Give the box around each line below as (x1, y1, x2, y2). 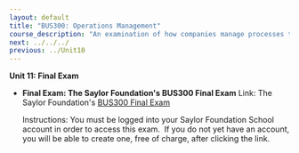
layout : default (9, 12, 69, 22)
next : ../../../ (9, 37, 69, 47)
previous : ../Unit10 (9, 46, 86, 55)
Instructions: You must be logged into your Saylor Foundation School (21, 115, 274, 125)
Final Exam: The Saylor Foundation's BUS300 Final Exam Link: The (21, 88, 273, 99)
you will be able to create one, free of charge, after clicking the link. (21, 133, 271, 144)
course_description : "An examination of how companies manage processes (9, 29, 285, 38)
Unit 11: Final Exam (9, 70, 79, 81)
